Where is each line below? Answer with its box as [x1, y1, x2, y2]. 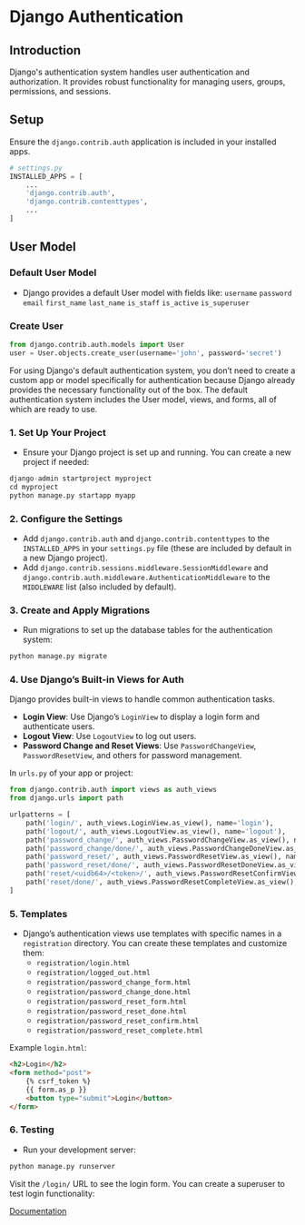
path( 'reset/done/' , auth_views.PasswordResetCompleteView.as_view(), [25, 878, 299, 887]
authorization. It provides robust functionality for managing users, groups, [9, 76, 286, 87]
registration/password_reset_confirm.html [35, 1017, 200, 1026]
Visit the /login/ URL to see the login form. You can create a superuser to [9, 1178, 286, 1189]
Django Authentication [9, 6, 184, 27]
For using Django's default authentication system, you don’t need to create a [9, 365, 296, 376]
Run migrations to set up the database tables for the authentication [22, 625, 273, 636]
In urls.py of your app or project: [9, 767, 133, 778]
